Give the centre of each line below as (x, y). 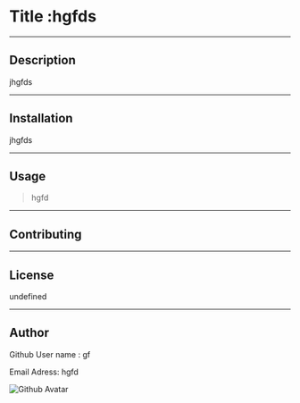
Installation (41, 118)
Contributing (46, 234)
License (32, 275)
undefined (28, 296)
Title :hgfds (53, 17)
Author (29, 333)
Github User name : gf (50, 354)
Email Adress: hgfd (44, 372)
